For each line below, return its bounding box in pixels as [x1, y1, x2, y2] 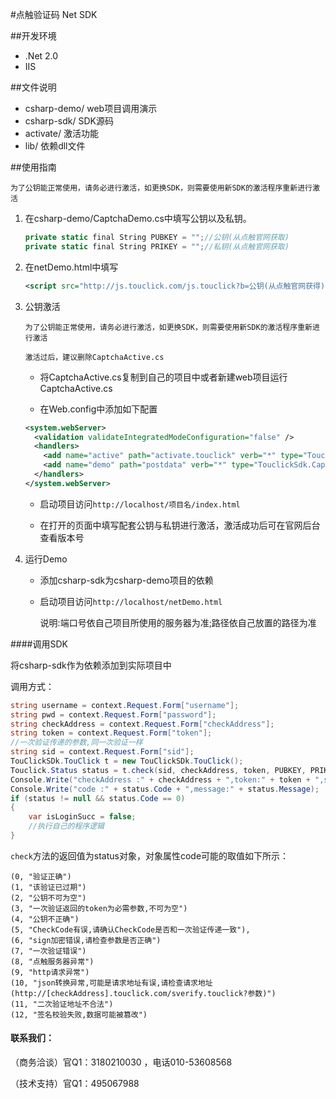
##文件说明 [10, 81, 57, 93]
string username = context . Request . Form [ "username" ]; [10, 700, 240, 710]
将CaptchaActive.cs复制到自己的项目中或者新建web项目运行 [39, 371, 288, 383]
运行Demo [24, 553, 68, 565]
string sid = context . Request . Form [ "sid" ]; [10, 747, 195, 757]
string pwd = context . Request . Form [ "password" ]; [10, 709, 217, 720]
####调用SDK [10, 638, 68, 650]
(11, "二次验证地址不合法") [10, 999, 114, 1009]
